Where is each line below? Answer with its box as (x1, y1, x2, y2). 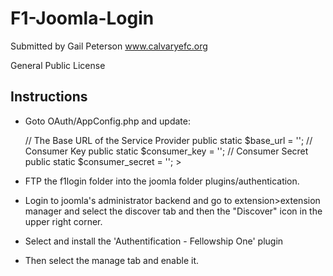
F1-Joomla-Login (10, 7, 155, 30)
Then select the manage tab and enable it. (24, 254, 200, 266)
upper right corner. (24, 215, 103, 227)
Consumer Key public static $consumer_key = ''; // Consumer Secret (24, 145, 309, 157)
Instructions (10, 88, 88, 106)
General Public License (10, 59, 106, 71)
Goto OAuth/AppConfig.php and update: (24, 115, 191, 127)
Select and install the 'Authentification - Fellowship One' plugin (24, 235, 284, 247)
